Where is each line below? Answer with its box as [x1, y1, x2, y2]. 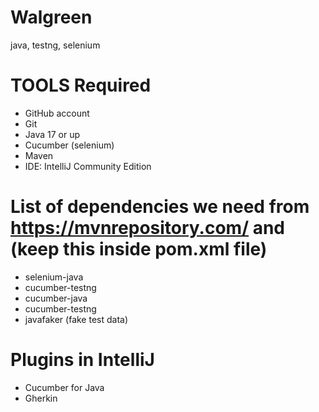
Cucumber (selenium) [24, 139, 115, 151]
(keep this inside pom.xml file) [10, 238, 268, 261]
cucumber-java [24, 292, 88, 304]
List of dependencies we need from [10, 196, 310, 218]
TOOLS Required [10, 74, 152, 97]
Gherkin [24, 392, 58, 404]
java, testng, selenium [10, 39, 101, 51]
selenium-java [24, 271, 84, 283]
